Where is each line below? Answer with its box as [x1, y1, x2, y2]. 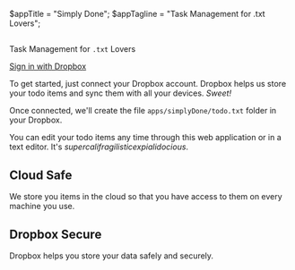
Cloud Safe [9, 167, 73, 182]
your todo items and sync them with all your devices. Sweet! [9, 88, 231, 98]
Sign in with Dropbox [9, 61, 87, 72]
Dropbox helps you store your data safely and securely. [9, 250, 213, 261]
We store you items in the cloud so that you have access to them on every [9, 191, 282, 202]
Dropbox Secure [9, 226, 102, 241]
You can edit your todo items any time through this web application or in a [9, 132, 282, 143]
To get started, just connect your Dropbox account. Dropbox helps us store [9, 79, 287, 89]
